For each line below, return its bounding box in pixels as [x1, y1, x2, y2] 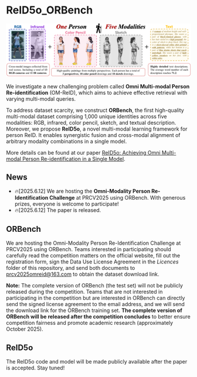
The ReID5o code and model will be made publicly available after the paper [6, 358, 188, 365]
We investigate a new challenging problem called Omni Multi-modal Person [6, 83, 190, 90]
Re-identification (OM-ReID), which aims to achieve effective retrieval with [6, 89, 188, 96]
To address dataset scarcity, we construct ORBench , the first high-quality [6, 107, 185, 114]
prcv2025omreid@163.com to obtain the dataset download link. [6, 270, 159, 278]
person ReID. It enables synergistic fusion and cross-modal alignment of [6, 131, 181, 138]
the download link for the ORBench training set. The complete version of [6, 307, 183, 314]
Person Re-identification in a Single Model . [22, 155, 125, 162]
